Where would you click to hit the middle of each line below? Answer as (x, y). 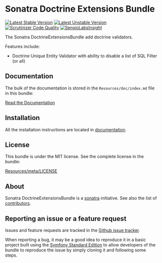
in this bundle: (19, 93)
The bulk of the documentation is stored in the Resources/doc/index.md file (80, 88)
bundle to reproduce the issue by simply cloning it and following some (76, 250)
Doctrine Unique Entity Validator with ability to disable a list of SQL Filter (85, 56)
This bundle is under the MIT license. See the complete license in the (74, 157)
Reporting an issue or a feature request (66, 219)
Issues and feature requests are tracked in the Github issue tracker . (73, 230)
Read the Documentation (30, 103)
